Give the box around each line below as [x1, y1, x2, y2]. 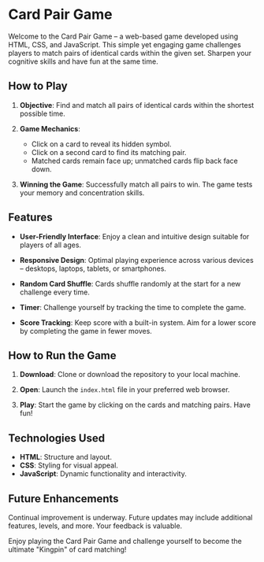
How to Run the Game [8, 349, 117, 362]
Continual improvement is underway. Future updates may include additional [8, 513, 253, 522]
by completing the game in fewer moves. [19, 326, 152, 335]
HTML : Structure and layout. [19, 453, 113, 462]
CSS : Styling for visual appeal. [19, 460, 118, 470]
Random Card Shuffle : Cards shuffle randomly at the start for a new [19, 279, 241, 288]
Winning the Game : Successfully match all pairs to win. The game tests [19, 179, 253, 189]
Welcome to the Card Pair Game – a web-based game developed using [8, 31, 239, 41]
